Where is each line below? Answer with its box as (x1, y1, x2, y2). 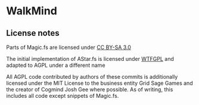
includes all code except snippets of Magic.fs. (6, 92, 119, 99)
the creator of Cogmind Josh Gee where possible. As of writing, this (6, 86, 173, 93)
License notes (6, 28, 60, 38)
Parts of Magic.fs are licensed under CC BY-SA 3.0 (6, 44, 131, 51)
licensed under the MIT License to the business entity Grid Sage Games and (6, 79, 193, 87)
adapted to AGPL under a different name (6, 61, 105, 69)
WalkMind (6, 4, 58, 18)
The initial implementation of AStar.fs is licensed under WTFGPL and (6, 55, 175, 62)
